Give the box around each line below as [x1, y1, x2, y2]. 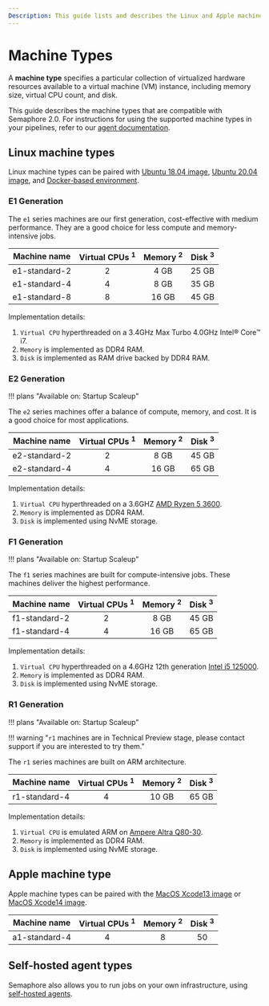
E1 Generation [8, 196, 64, 207]
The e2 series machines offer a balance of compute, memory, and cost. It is [8, 407, 257, 417]
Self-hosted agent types [8, 959, 133, 972]
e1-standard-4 [12, 279, 72, 289]
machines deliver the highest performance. [8, 578, 151, 588]
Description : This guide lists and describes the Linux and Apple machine [8, 11, 263, 20]
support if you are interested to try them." [8, 741, 146, 751]
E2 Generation [8, 373, 66, 384]
